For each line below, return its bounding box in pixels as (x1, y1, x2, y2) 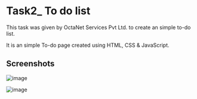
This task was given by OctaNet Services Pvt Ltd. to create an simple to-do (6, 24, 191, 31)
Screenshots (6, 59, 55, 69)
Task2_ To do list (6, 4, 91, 18)
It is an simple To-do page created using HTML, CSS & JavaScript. (6, 41, 170, 49)
